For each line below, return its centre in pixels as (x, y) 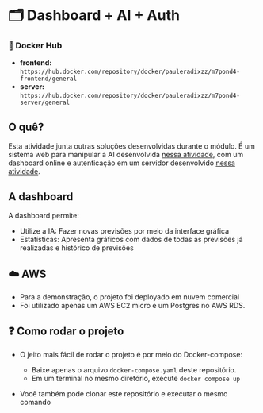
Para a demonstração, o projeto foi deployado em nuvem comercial (130, 297)
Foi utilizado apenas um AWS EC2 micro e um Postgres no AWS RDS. (132, 305)
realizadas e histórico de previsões (77, 248)
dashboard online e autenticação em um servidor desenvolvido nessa (122, 163)
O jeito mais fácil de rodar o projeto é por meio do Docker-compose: (131, 354)
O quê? (26, 127)
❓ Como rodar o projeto (66, 332)
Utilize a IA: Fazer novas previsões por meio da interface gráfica (124, 231)
